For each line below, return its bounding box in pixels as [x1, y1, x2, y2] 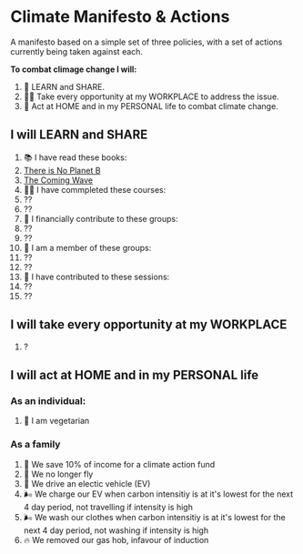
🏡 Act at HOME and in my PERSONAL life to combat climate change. [23, 100, 278, 111]
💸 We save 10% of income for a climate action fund [23, 458, 216, 469]
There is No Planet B [23, 165, 101, 176]
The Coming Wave [23, 175, 94, 186]
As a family [10, 438, 61, 451]
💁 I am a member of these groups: [23, 242, 152, 253]
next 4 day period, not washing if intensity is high [23, 525, 208, 536]
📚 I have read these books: [23, 152, 127, 163]
